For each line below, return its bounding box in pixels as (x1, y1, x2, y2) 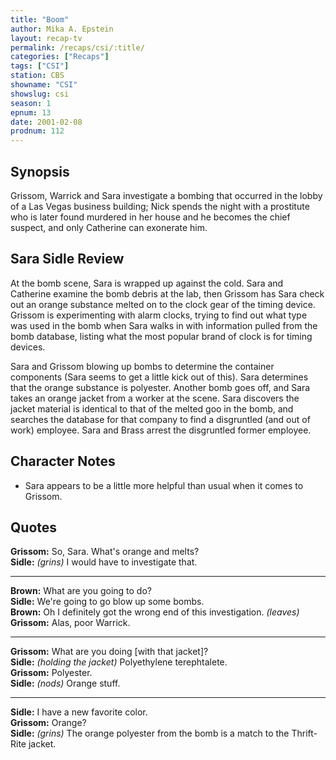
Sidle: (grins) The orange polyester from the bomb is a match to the (10, 727, 290, 740)
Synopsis (10, 163, 70, 180)
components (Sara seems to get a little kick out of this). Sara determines (10, 371, 309, 383)
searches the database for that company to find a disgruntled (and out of (10, 413, 311, 425)
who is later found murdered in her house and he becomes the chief (10, 211, 291, 223)
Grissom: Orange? (10, 717, 87, 729)
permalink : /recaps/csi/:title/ (10, 42, 145, 53)
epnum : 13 (10, 107, 52, 118)
